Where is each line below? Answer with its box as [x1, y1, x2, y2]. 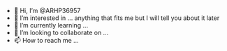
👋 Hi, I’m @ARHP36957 [13, 7, 81, 14]
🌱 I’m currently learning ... [13, 21, 89, 29]
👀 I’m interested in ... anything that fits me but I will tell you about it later [13, 14, 220, 22]
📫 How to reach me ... [13, 37, 79, 44]
